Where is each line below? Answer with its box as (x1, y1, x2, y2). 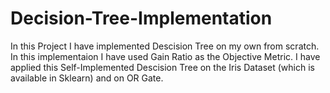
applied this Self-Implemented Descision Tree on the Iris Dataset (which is (10, 61, 315, 73)
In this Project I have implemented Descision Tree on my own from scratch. (10, 40, 320, 52)
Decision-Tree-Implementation (10, 7, 273, 30)
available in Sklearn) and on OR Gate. (10, 72, 164, 84)
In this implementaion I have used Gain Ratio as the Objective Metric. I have (10, 50, 321, 62)
